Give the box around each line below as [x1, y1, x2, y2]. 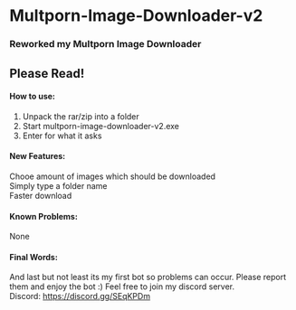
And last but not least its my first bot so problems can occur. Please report [9, 272, 287, 283]
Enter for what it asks [22, 130, 102, 141]
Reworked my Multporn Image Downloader [9, 38, 202, 51]
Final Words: [9, 251, 59, 262]
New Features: [9, 151, 66, 162]
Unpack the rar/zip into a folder [22, 110, 140, 122]
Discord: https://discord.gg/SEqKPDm [9, 291, 151, 302]
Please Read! [9, 65, 85, 81]
